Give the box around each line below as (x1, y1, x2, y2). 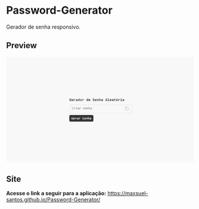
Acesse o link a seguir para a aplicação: (6, 189, 106, 196)
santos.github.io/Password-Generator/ (6, 196, 101, 203)
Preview (6, 40, 38, 51)
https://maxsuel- (107, 189, 148, 196)
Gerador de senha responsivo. (6, 23, 81, 30)
